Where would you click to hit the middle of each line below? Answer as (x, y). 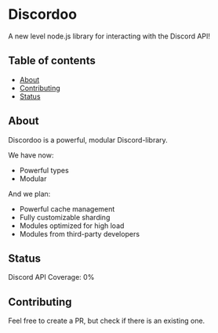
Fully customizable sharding (65, 217)
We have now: (31, 155)
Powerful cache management (67, 208)
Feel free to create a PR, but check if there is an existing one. (107, 321)
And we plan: (29, 194)
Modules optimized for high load (72, 226)
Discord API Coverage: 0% (51, 277)
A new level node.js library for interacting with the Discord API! (109, 36)
